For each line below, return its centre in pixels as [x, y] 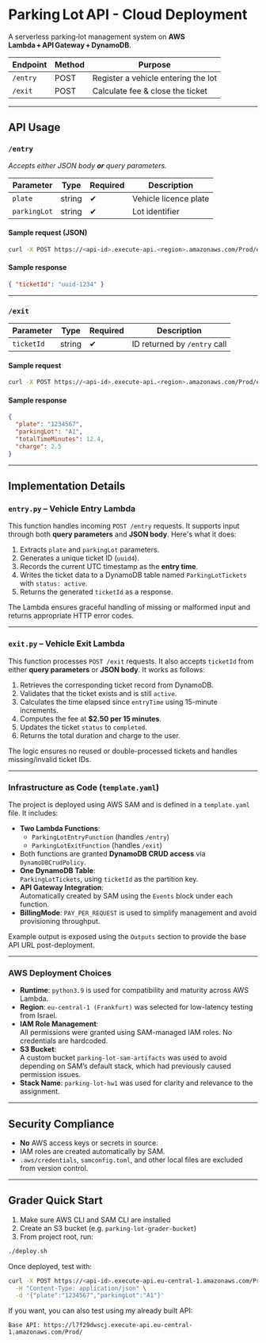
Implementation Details [67, 486]
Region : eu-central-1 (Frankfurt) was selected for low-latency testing [136, 1007]
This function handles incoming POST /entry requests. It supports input [124, 526]
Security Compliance [61, 1124]
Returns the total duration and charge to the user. [100, 735]
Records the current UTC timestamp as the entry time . [109, 567]
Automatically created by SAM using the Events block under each [126, 895]
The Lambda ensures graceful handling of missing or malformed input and [129, 607]
